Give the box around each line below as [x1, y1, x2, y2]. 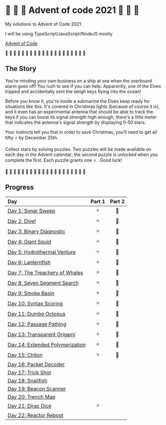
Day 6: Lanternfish [7, 259, 51, 266]
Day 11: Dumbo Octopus [7, 311, 66, 318]
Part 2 [110, 198, 125, 205]
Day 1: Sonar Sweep [7, 207, 56, 214]
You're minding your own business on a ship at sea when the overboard [5, 77, 153, 84]
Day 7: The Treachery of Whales [7, 269, 83, 276]
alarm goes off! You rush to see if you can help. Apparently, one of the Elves [5, 83, 162, 89]
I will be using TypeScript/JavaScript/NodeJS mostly [5, 30, 113, 36]
